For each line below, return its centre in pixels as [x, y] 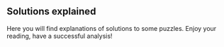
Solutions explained [51, 12]
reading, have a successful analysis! [60, 36]
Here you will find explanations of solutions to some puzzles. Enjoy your [112, 28]
